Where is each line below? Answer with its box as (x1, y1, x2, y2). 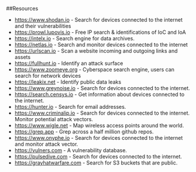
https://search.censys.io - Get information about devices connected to (14, 91, 185, 98)
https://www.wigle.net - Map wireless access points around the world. (14, 122, 184, 129)
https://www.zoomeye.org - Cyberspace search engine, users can (14, 66, 174, 73)
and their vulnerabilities (14, 23, 71, 29)
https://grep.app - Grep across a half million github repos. (14, 128, 154, 135)
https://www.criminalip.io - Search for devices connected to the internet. (14, 109, 190, 116)
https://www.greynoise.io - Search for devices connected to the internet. (14, 85, 190, 91)
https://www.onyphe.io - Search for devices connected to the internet (14, 135, 183, 141)
